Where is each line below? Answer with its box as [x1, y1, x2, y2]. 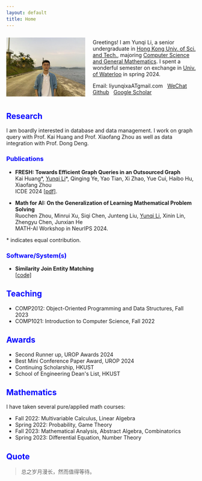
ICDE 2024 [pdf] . [14, 187, 58, 195]
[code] [14, 271, 32, 279]
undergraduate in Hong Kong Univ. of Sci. [93, 45, 196, 52]
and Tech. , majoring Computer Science [93, 51, 190, 58]
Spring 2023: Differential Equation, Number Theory [14, 434, 142, 441]
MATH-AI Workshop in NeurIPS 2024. [14, 225, 108, 232]
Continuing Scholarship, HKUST [14, 363, 94, 371]
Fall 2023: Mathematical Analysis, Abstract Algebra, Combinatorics [14, 428, 182, 435]
